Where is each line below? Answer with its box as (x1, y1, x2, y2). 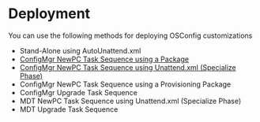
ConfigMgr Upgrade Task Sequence (19, 87, 138, 97)
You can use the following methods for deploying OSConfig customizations (8, 31, 253, 40)
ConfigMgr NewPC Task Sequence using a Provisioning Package (19, 79, 232, 89)
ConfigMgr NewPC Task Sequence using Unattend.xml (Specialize (19, 62, 236, 72)
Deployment (8, 5, 91, 23)
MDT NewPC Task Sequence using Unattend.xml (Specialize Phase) (19, 96, 242, 105)
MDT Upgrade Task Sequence (19, 104, 119, 114)
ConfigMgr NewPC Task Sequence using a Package (19, 54, 190, 64)
